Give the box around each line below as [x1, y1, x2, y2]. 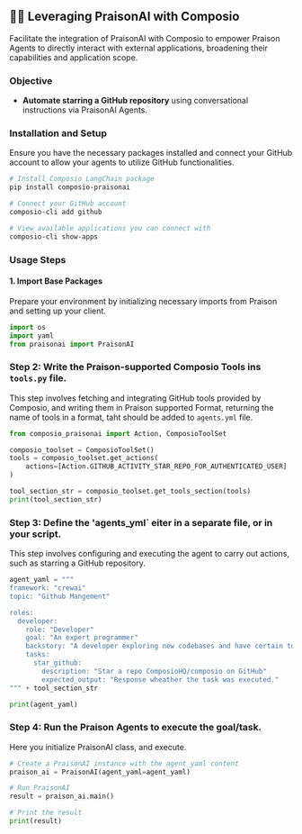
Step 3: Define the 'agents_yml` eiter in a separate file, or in [9, 516, 273, 529]
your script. [9, 528, 62, 540]
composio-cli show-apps [9, 231, 99, 241]
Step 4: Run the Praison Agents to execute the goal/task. [9, 721, 262, 734]
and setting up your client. [9, 305, 106, 316]
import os [9, 322, 47, 331]
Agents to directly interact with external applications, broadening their [9, 42, 268, 53]
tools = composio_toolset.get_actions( [9, 454, 159, 463]
